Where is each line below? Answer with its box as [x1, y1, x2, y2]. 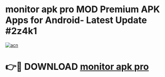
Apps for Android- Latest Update [5, 14, 147, 26]
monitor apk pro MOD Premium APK [5, 4, 160, 15]
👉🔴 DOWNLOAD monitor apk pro [5, 61, 149, 72]
